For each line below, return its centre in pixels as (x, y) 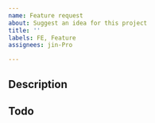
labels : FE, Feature (43, 38)
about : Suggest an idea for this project (78, 23)
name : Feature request (46, 15)
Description (38, 84)
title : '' (25, 30)
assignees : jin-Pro (41, 45)
